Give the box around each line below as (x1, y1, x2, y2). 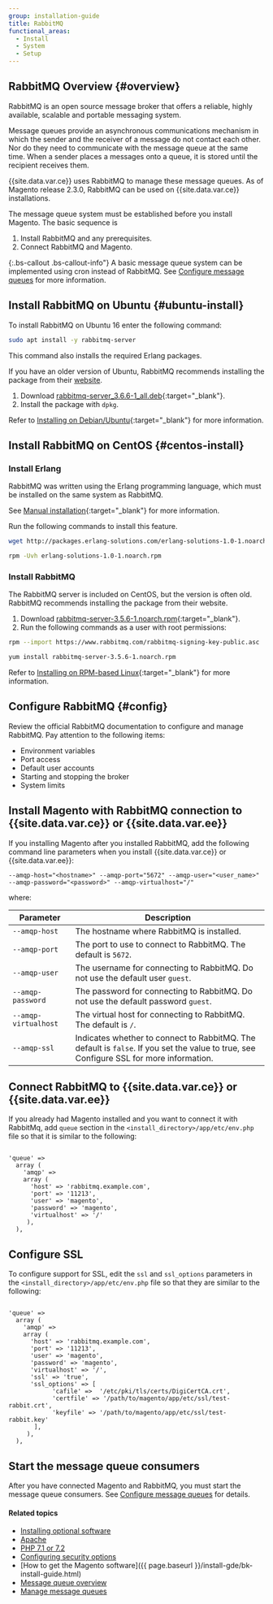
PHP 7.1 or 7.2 (19, 1543, 65, 1553)
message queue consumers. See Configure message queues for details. (8, 1489, 250, 1499)
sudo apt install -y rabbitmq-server (8, 336, 136, 344)
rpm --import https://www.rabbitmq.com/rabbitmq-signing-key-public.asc (8, 639, 260, 647)
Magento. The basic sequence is (8, 217, 118, 228)
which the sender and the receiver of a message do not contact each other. (8, 134, 262, 144)
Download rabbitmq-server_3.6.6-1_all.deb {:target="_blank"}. (19, 391, 226, 401)
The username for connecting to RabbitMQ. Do (75, 962, 253, 973)
